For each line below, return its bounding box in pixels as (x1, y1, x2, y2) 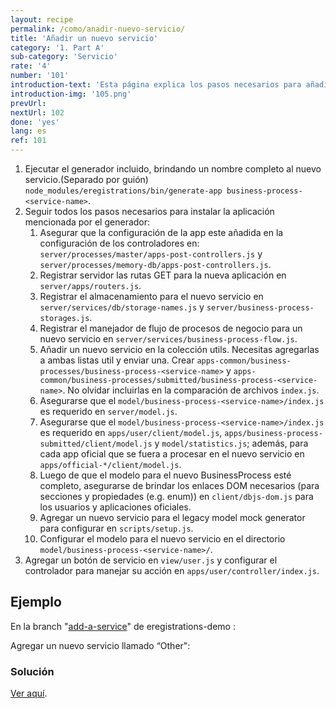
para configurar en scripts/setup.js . (39, 522, 194, 534)
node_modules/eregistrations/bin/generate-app (24, 186, 223, 196)
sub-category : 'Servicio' (10, 52, 118, 62)
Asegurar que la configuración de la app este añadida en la (39, 227, 284, 238)
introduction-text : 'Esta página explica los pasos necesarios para (10, 80, 302, 90)
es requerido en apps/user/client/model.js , (39, 427, 223, 438)
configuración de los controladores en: (39, 237, 200, 249)
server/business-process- (206, 303, 315, 313)
